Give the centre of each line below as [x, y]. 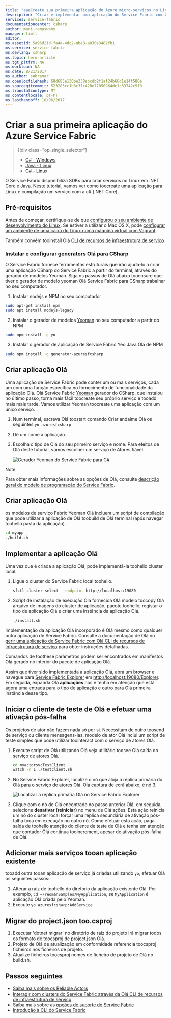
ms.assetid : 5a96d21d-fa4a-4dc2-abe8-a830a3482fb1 [60, 43]
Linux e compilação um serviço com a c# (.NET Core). [62, 192]
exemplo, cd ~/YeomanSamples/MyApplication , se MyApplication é [80, 894]
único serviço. [20, 409]
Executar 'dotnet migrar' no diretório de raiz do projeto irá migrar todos [87, 933]
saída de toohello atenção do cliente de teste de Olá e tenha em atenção [89, 826]
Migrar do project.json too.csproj [59, 921]
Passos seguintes [34, 976]
